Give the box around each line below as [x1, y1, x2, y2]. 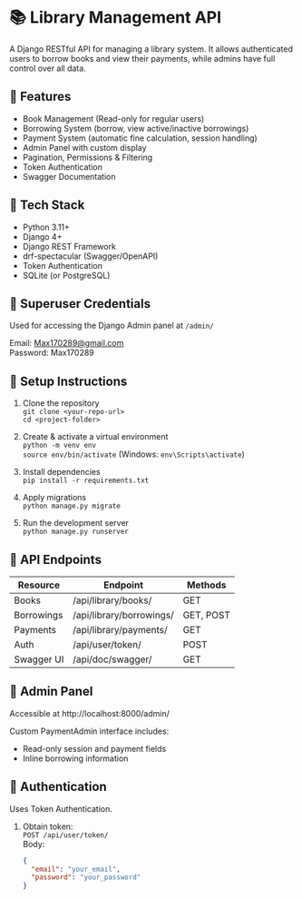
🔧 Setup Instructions [9, 373, 128, 389]
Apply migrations [22, 492, 87, 503]
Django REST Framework [22, 241, 116, 252]
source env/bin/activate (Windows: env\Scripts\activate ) [22, 449, 245, 459]
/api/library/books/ [72, 594, 152, 607]
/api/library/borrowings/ [72, 609, 174, 621]
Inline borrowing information [22, 753, 129, 764]
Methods [187, 578, 227, 591]
